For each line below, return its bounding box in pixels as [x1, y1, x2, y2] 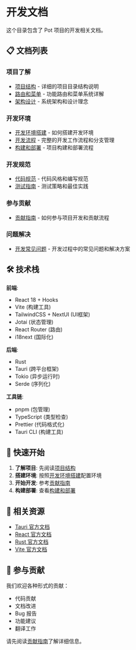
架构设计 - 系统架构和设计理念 [14, 97, 89, 105]
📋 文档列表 [6, 46, 48, 56]
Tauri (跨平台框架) [14, 365, 59, 372]
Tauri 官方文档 [14, 523, 50, 531]
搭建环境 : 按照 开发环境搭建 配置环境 [14, 472, 102, 479]
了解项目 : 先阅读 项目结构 [14, 465, 76, 472]
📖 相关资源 [6, 506, 45, 516]
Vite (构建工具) [14, 303, 51, 310]
